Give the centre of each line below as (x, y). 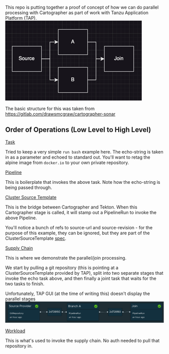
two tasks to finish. (25, 284)
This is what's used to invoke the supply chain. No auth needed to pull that (82, 341)
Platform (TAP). (21, 18)
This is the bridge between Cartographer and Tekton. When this (71, 207)
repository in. (19, 346)
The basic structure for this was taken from (50, 109)
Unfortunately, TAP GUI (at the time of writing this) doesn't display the (77, 293)
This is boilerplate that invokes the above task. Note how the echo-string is (83, 182)
